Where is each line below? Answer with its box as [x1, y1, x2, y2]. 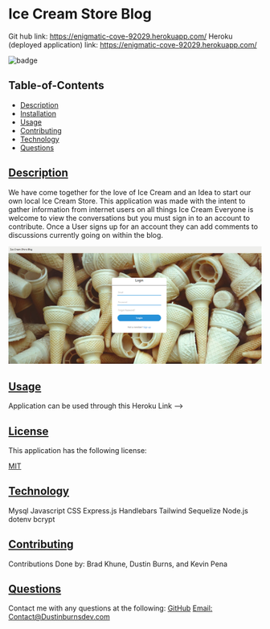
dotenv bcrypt [8, 514, 55, 524]
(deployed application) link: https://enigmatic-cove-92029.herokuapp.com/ [8, 39, 257, 49]
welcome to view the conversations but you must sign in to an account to [8, 213, 251, 223]
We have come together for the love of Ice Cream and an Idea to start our [8, 187, 252, 197]
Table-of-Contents [8, 79, 104, 92]
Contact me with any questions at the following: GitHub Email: [8, 603, 213, 613]
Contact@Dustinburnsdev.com [8, 612, 110, 622]
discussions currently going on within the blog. [8, 230, 163, 239]
